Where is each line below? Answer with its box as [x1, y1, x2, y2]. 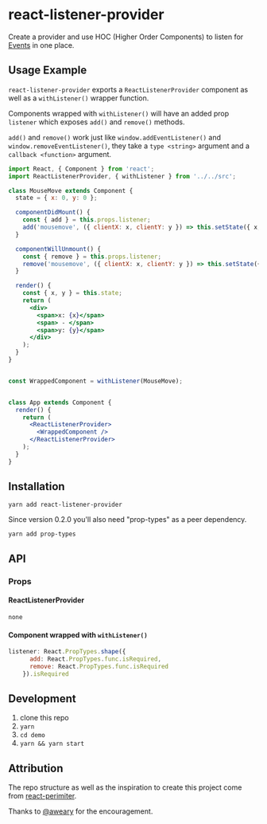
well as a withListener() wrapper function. [8, 93, 149, 103]
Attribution [8, 761, 64, 775]
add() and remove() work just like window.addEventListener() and [8, 132, 221, 142]
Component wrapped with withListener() [8, 630, 149, 639]
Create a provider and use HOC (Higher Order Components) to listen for [8, 32, 244, 41]
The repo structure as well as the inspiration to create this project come [8, 783, 242, 792]
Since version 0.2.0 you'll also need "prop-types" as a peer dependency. [8, 515, 247, 524]
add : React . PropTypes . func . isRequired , [29, 655, 161, 663]
